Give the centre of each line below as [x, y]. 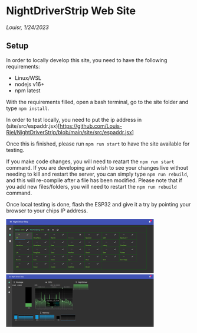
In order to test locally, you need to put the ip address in [74, 119]
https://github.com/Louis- [91, 126]
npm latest [27, 90]
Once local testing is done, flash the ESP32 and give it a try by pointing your [98, 204]
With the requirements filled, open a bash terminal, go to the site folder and [97, 102]
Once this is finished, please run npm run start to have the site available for [98, 144]
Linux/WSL [28, 77]
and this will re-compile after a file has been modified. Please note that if [94, 180]
